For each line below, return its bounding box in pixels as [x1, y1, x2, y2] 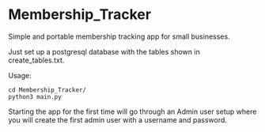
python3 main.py [8, 92, 62, 100]
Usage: [8, 70, 32, 80]
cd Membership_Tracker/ [8, 85, 87, 94]
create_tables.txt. [8, 55, 65, 65]
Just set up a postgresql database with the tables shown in [8, 47, 200, 56]
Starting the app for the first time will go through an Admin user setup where [8, 107, 257, 116]
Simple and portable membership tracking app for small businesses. [8, 32, 231, 41]
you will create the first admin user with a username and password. [8, 115, 228, 124]
